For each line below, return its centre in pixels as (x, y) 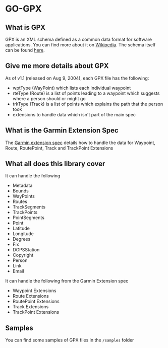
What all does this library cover (55, 164)
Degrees (21, 239)
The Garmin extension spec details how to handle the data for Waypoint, (80, 143)
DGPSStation (26, 250)
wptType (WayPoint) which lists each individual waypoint (72, 88)
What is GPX (25, 27)
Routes (20, 201)
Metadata (22, 186)
